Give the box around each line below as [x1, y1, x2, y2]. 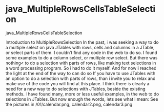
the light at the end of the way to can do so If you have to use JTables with [5, 70, 156, 76]
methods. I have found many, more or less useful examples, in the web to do [5, 91, 159, 97]
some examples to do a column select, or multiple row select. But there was [5, 55, 158, 60]
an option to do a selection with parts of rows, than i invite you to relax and [5, 75, 156, 81]
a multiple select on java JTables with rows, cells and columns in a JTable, [5, 44, 155, 50]
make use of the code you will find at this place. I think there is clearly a [5, 80, 149, 86]
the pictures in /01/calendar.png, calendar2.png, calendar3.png [5, 101, 133, 107]
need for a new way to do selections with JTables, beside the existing [5, 86, 145, 92]
